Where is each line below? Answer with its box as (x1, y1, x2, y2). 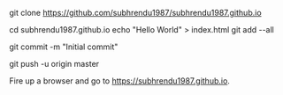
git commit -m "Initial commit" (9, 41, 119, 52)
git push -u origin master (9, 59, 100, 69)
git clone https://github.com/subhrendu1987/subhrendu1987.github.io (9, 8, 263, 18)
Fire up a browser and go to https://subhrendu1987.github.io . (9, 76, 230, 86)
